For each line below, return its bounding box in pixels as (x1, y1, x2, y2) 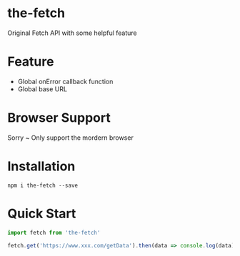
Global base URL (17, 84, 68, 93)
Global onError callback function (17, 77, 114, 86)
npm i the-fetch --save (7, 182, 79, 189)
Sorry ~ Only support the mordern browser (7, 133, 134, 142)
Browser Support (7, 110, 111, 126)
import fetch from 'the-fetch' (7, 229, 101, 236)
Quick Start (7, 205, 76, 222)
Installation (7, 158, 76, 174)
